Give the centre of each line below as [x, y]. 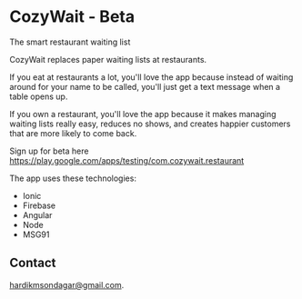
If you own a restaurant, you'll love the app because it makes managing [143, 114]
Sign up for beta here [49, 151]
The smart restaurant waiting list [70, 42]
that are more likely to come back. [73, 133]
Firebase [39, 205]
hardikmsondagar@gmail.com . [67, 284]
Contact [33, 263]
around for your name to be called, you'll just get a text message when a [145, 86]
